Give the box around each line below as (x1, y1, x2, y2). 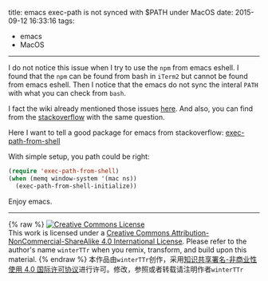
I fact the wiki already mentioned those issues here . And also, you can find (8, 104, 254, 113)
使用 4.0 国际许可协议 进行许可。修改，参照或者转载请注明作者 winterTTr (8, 264, 244, 274)
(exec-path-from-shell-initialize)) (15, 182, 137, 190)
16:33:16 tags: (29, 16, 75, 26)
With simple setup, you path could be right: (8, 152, 150, 161)
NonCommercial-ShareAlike (8, 236, 100, 246)
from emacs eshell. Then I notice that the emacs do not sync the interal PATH (8, 80, 258, 89)
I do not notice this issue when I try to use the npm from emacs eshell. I (8, 63, 239, 72)
